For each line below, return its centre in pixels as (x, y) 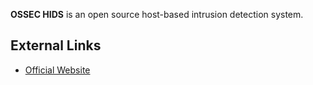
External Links (56, 45)
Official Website (57, 70)
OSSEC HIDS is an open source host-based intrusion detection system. (157, 14)
